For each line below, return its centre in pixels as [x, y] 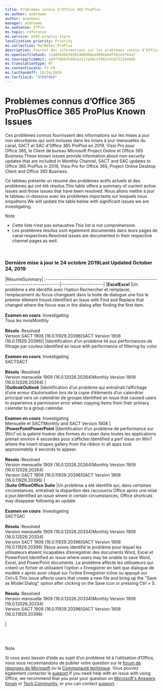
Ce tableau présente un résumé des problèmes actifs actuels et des [73, 180]
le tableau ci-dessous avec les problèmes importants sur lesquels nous [76, 196]
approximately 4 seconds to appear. [41, 449]
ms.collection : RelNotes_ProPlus [39, 46]
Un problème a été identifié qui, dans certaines [104, 485]
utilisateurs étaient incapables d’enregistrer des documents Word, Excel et [79, 552]
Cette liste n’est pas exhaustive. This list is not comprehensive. [74, 225]
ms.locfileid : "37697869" [31, 77]
